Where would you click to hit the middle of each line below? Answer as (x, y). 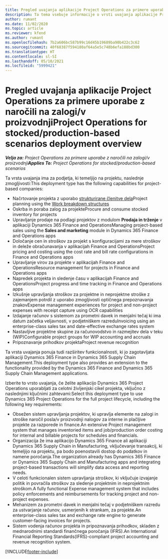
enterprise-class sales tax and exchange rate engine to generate (79, 515)
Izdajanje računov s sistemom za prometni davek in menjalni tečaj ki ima (86, 316)
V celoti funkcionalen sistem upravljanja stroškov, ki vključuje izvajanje (85, 478)
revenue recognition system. (42, 542)
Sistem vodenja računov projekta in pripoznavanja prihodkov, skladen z (86, 526)
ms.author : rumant (24, 38)
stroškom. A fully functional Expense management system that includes (85, 489)
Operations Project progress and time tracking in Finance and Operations (87, 284)
